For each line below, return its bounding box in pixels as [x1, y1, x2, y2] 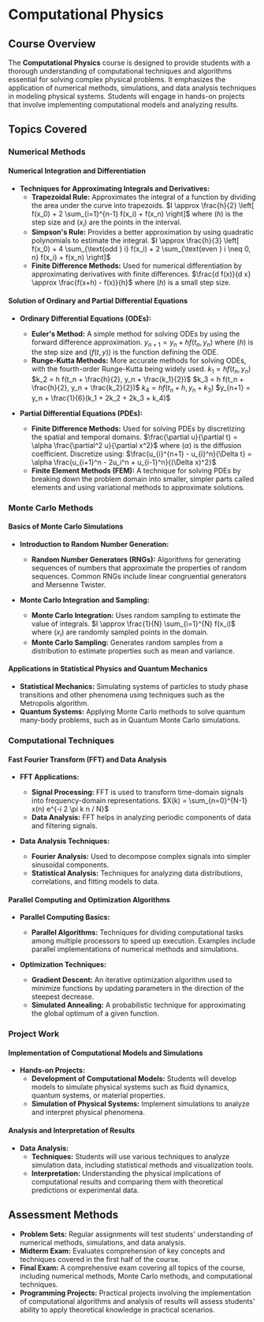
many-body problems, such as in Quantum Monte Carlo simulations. [19, 715, 241, 725]
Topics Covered [8, 122, 87, 136]
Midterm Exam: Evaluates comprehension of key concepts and [19, 1246, 225, 1256]
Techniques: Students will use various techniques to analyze [31, 1151, 230, 1161]
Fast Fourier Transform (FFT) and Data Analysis [8, 755, 167, 764]
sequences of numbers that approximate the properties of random [31, 563, 247, 573]
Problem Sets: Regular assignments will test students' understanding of [19, 1229, 254, 1238]
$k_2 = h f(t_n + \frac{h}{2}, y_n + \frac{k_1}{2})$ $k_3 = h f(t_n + [31, 375, 244, 384]
